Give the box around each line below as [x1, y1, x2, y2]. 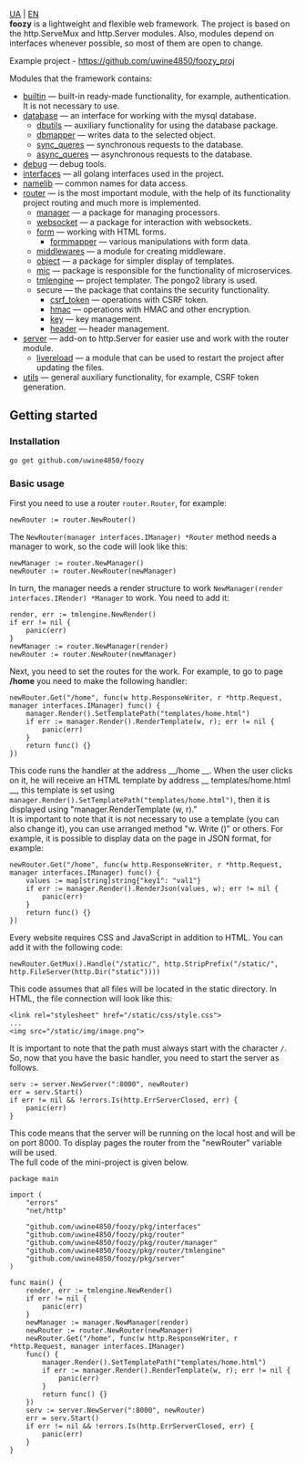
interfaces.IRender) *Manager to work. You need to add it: [9, 592, 229, 603]
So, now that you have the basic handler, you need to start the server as [9, 1052, 280, 1063]
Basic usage [9, 477, 66, 490]
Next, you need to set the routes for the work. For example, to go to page [9, 666, 284, 677]
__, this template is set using [9, 784, 116, 795]
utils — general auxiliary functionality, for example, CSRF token [22, 372, 259, 382]
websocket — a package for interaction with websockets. [36, 217, 252, 227]
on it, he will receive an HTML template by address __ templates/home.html [9, 774, 291, 785]
